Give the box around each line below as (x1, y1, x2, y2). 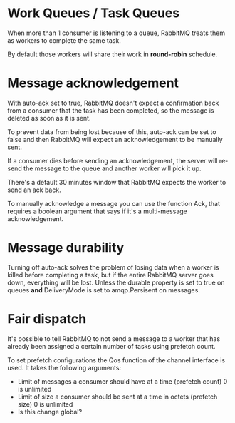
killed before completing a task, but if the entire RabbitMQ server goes (7, 270, 214, 279)
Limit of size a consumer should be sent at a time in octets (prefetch (17, 392, 218, 401)
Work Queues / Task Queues (7, 5, 180, 21)
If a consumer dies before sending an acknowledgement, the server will (7, 156, 218, 165)
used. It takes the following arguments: (7, 363, 122, 372)
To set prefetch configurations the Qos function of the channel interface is (7, 355, 226, 365)
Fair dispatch (7, 311, 87, 327)
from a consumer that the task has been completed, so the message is (7, 106, 215, 115)
